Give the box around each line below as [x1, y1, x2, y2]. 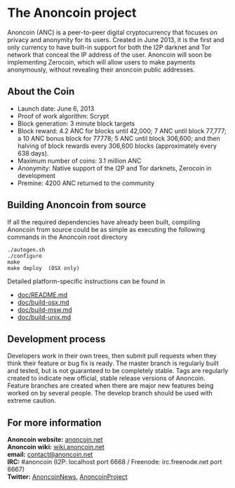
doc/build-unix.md [17, 313, 72, 321]
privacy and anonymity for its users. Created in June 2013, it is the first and [7, 35, 224, 43]
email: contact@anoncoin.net [7, 450, 93, 459]
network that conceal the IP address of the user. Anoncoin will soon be [7, 50, 212, 59]
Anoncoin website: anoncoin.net [7, 435, 103, 444]
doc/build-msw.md [17, 305, 72, 313]
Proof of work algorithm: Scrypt [17, 111, 109, 120]
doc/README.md [17, 290, 68, 299]
